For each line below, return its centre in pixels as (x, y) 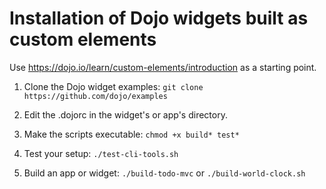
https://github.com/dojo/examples (95, 96)
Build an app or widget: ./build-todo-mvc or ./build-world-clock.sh (164, 173)
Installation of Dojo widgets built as (159, 18)
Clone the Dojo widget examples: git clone (113, 86)
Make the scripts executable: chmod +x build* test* (131, 134)
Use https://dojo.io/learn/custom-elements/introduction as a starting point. (163, 67)
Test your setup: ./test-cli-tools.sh (101, 153)
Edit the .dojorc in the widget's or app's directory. (125, 114)
